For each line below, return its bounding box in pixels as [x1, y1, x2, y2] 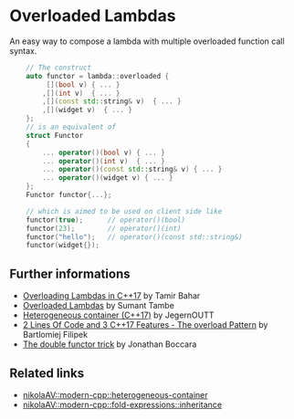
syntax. [9, 45, 37, 56]
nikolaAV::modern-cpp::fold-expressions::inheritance [22, 399, 222, 410]
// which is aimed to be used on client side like [26, 206, 223, 215]
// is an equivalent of [26, 122, 117, 132]
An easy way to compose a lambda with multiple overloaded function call [9, 36, 285, 47]
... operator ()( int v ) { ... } [42, 156, 166, 165]
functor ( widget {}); [26, 241, 100, 250]
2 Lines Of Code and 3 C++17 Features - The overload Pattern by [22, 319, 268, 330]
